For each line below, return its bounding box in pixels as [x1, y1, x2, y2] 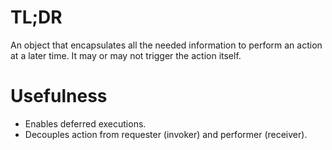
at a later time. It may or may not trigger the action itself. [10, 49, 242, 61]
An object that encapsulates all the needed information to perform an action [10, 39, 323, 51]
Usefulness [10, 85, 108, 108]
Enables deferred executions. [24, 117, 147, 130]
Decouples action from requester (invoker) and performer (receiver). [24, 128, 308, 140]
